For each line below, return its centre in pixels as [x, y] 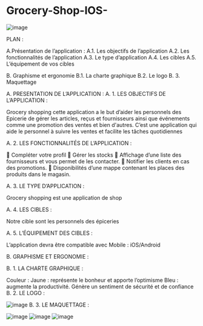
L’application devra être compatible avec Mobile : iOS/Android [83, 245]
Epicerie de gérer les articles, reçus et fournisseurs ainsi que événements [98, 118]
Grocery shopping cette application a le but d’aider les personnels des [94, 112]
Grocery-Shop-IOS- [57, 11]
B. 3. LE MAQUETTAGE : [59, 305]
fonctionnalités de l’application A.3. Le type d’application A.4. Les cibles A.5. [101, 57]
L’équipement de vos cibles [40, 64]
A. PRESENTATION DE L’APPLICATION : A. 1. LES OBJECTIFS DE [86, 93]
